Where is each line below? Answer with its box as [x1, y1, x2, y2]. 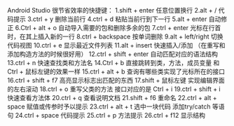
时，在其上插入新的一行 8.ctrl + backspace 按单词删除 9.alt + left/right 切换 [7, 32, 223, 41]
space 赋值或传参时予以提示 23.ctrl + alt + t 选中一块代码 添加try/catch [7, 102, 212, 111]
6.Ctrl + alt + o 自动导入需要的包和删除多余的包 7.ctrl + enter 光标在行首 [15, 24, 221, 31]
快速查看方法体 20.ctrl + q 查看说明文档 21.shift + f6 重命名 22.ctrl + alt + [7, 94, 217, 101]
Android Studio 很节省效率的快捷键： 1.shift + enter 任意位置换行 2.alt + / [7, 6, 217, 14]
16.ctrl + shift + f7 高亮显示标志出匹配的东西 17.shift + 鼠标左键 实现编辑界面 [7, 76, 226, 84]
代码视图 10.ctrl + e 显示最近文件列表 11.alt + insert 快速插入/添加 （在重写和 [7, 41, 226, 49]
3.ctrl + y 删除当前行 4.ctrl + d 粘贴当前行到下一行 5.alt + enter [27, 15, 207, 23]
